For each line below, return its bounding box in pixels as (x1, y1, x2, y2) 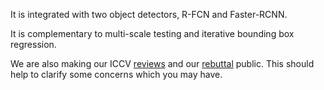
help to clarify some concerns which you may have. (10, 69, 223, 80)
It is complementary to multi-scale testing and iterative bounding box (10, 28, 295, 39)
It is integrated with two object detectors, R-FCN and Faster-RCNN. (10, 9, 288, 20)
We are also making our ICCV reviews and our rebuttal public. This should (10, 58, 315, 69)
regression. (10, 39, 57, 50)
